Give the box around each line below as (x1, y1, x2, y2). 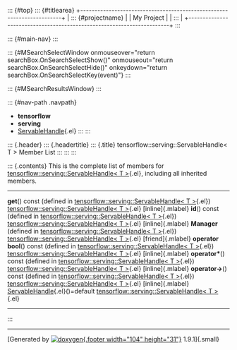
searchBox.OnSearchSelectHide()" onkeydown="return (7, 64, 168, 71)
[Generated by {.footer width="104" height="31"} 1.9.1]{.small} (7, 335, 220, 343)
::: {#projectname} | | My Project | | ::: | (71, 13, 183, 22)
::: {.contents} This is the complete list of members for (7, 162, 164, 170)
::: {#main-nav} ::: (7, 35, 59, 43)
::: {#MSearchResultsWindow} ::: (7, 85, 102, 92)
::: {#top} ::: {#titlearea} (7, 6, 75, 14)
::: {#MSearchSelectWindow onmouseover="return (7, 49, 155, 56)
